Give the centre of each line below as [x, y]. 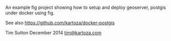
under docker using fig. [30, 13]
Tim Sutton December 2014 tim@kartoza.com [53, 33]
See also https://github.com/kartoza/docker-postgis [60, 23]
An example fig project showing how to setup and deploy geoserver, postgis [86, 7]
